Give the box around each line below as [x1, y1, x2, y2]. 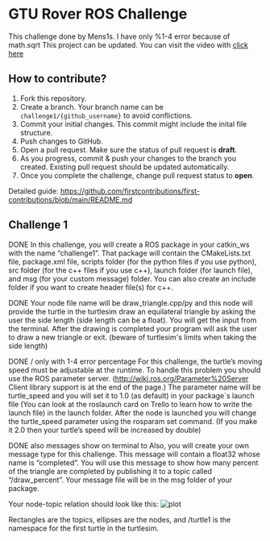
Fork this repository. [19, 94, 87, 103]
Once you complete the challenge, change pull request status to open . [19, 170, 255, 180]
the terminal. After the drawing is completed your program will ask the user [8, 323, 258, 333]
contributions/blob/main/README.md [8, 194, 133, 204]
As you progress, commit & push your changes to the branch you [19, 153, 236, 163]
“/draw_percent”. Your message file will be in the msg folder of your [8, 475, 233, 485]
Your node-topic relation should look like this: [8, 499, 159, 509]
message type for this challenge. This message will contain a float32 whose [8, 449, 260, 459]
